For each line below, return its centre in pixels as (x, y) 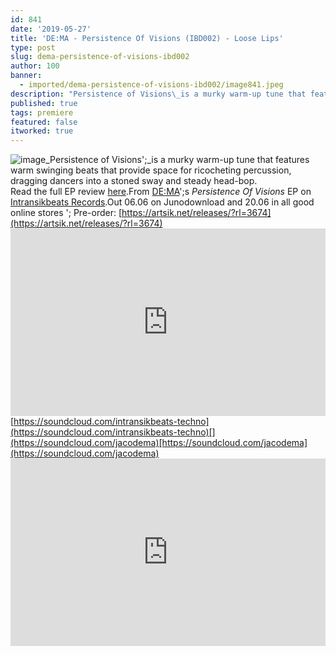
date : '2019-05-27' (51, 29)
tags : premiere (42, 112)
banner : (26, 76)
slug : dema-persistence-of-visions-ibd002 (100, 57)
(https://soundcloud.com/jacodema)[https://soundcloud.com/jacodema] (159, 443)
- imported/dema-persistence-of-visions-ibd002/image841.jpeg (151, 85)
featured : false (44, 122)
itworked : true (42, 131)
